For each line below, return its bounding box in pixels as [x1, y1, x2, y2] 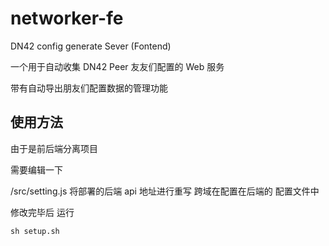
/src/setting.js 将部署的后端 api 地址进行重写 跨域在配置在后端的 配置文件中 [10, 185, 320, 197]
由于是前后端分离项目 [10, 142, 98, 154]
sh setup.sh [10, 226, 60, 236]
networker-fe [10, 7, 124, 30]
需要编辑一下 [10, 163, 63, 176]
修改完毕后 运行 [10, 206, 75, 218]
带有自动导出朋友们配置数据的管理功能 [10, 82, 168, 94]
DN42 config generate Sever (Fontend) [10, 40, 172, 52]
